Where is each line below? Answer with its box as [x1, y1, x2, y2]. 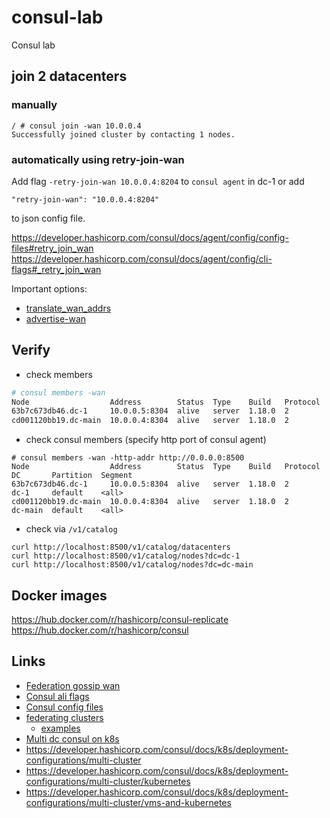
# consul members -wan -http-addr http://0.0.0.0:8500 [11, 453, 245, 463]
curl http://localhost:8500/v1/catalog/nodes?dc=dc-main [11, 560, 254, 570]
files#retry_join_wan [11, 242, 94, 254]
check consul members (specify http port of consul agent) [25, 434, 267, 446]
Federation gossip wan [25, 679, 121, 691]
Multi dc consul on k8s [25, 732, 120, 745]
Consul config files [25, 701, 104, 713]
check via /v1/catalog [25, 523, 118, 535]
